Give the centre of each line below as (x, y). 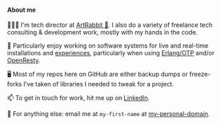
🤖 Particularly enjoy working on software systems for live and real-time (108, 46)
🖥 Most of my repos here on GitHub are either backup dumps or (98, 74)
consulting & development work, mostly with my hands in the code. (102, 32)
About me (22, 10)
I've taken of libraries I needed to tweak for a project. (99, 84)
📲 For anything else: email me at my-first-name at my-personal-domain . (109, 114)
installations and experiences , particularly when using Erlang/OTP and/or (111, 53)
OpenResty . (24, 60)
